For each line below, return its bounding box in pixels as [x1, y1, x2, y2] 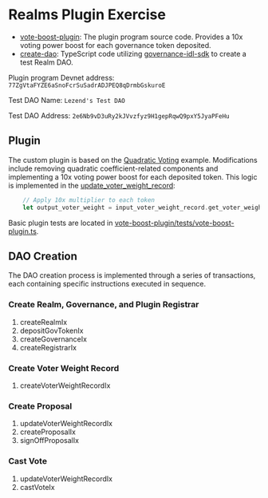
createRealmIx [19, 317, 68, 326]
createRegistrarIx [19, 342, 77, 352]
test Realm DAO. [19, 57, 73, 67]
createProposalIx [19, 427, 76, 437]
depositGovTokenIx [19, 326, 84, 335]
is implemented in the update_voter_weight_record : [8, 180, 175, 190]
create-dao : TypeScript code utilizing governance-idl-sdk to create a [19, 49, 247, 58]
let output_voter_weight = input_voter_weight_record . [22, 204, 209, 211]
